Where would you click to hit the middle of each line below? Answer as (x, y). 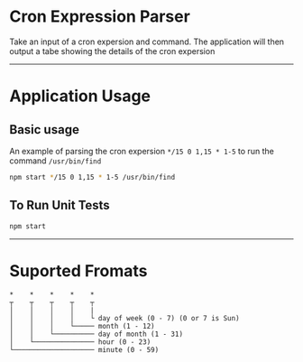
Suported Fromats (78, 270)
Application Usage (80, 96)
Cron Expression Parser (100, 17)
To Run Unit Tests (60, 205)
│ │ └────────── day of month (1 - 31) (96, 334)
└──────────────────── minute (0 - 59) (84, 350)
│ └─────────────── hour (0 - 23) (80, 342)
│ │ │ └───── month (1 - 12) (82, 327)
